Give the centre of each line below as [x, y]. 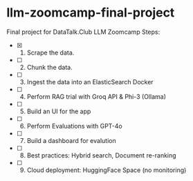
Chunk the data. [50, 67]
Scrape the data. [50, 53]
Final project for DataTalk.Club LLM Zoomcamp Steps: [83, 32]
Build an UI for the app [59, 111]
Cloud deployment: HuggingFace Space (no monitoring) [107, 170]
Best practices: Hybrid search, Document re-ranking [102, 155]
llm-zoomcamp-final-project [91, 13]
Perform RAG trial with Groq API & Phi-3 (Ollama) [96, 96]
